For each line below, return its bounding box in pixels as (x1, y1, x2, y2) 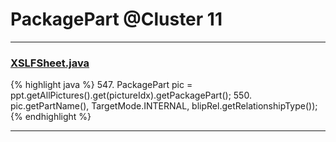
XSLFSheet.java (10, 56, 90, 70)
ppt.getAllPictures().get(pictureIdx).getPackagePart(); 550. (10, 89, 252, 102)
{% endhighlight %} (10, 111, 92, 123)
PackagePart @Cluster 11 (10, 8, 223, 31)
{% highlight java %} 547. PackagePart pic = (10, 79, 193, 91)
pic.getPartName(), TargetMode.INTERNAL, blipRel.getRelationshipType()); (10, 100, 318, 112)
